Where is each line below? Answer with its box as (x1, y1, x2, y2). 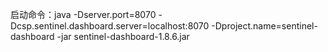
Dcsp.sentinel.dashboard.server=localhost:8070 (10, 20, 210, 32)
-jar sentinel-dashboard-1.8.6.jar (56, 31, 190, 42)
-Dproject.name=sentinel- (211, 20, 318, 32)
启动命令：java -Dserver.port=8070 (10, 9, 157, 20)
